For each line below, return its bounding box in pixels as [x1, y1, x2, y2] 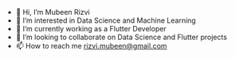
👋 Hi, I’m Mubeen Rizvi [15, 8, 90, 16]
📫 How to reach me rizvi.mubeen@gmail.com [15, 42, 167, 50]
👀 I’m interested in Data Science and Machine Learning [15, 16, 197, 25]
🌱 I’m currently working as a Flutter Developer [15, 24, 167, 33]
